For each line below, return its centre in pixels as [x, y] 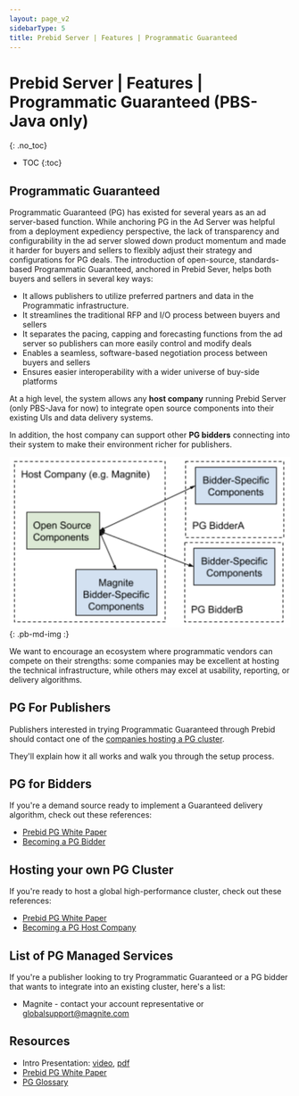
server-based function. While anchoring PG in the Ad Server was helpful [142, 222]
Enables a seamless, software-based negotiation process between [145, 353]
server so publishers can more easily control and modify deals [137, 344]
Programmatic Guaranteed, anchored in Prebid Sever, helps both [153, 270]
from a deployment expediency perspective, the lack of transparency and [144, 231]
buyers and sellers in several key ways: [81, 279]
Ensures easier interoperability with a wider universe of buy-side [141, 372]
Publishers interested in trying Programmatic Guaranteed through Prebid [142, 729]
